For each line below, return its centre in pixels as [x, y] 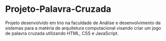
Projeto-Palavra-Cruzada [58, 9]
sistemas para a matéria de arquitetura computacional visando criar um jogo [83, 28]
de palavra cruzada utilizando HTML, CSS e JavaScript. [62, 33]
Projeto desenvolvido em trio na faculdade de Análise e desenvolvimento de [83, 23]
